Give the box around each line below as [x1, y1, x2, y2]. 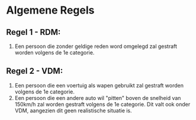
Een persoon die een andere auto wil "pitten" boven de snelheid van [14, 94, 181, 101]
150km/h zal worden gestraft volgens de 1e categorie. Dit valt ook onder [14, 100, 191, 108]
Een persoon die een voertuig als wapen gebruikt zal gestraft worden [14, 82, 184, 89]
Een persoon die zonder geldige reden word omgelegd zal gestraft [14, 43, 178, 50]
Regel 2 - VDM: [6, 66, 63, 76]
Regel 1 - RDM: [6, 27, 61, 37]
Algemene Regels [6, 4, 95, 17]
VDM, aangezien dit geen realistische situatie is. [14, 107, 132, 114]
